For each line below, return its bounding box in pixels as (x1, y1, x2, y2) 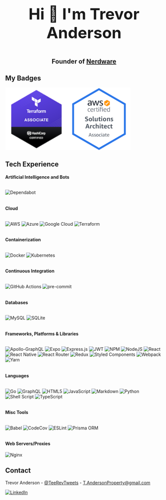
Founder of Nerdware (51, 58, 116, 66)
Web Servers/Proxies (5, 440, 51, 447)
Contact (5, 466, 31, 475)
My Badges (5, 74, 41, 83)
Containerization (5, 237, 41, 243)
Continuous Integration (5, 268, 55, 274)
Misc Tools (5, 409, 28, 415)
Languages (5, 373, 29, 379)
